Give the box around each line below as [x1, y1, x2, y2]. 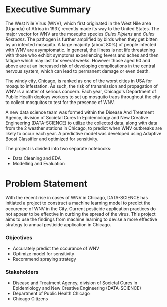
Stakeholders [5, 269, 39, 276]
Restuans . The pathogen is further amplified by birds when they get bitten [5, 36, 158, 42]
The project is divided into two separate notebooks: [5, 145, 112, 151]
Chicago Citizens [12, 296, 48, 302]
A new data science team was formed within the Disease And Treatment [5, 109, 154, 115]
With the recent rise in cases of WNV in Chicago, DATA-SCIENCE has [5, 194, 148, 200]
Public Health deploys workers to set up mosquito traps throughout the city [5, 94, 160, 100]
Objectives [5, 234, 33, 241]
